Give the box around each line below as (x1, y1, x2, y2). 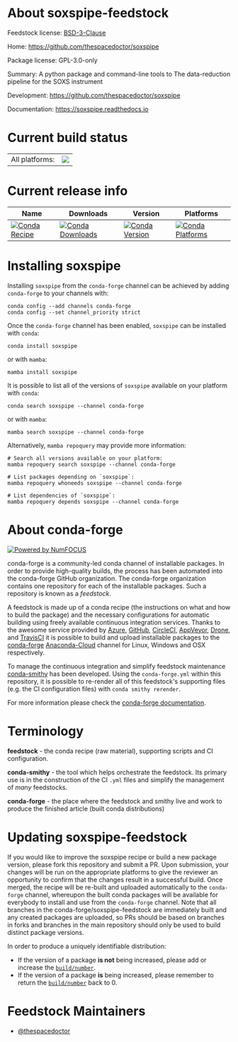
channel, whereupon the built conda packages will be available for (24, 890, 218, 899)
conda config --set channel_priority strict (7, 309, 141, 316)
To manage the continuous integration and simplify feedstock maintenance (7, 662, 226, 670)
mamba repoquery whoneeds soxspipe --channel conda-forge (7, 479, 182, 487)
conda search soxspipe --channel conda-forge (7, 402, 144, 410)
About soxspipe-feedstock (7, 5, 169, 21)
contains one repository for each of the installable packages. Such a (7, 581, 207, 590)
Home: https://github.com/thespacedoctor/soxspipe (7, 42, 159, 50)
